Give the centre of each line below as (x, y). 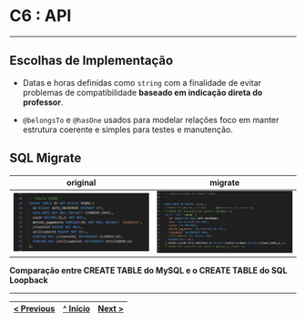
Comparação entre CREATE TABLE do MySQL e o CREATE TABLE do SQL (148, 270)
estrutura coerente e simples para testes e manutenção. (128, 130)
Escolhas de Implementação (92, 61)
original (82, 182)
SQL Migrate (46, 158)
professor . (43, 102)
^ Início (76, 309)
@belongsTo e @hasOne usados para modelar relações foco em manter (151, 119)
